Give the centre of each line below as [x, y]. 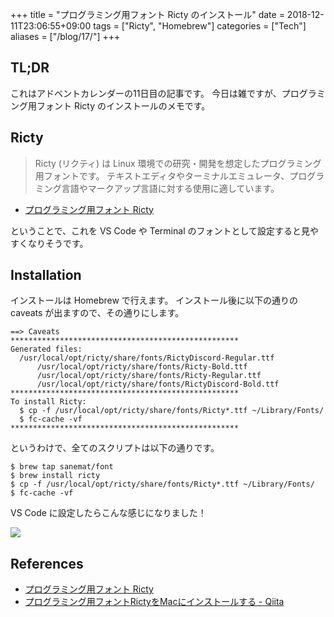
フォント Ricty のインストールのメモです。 [123, 105]
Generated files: [46, 349]
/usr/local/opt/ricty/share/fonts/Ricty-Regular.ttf [149, 376]
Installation [46, 275]
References [47, 563]
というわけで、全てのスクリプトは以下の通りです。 [115, 448]
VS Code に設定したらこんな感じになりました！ [108, 513]
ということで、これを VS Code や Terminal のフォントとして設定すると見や [165, 230]
